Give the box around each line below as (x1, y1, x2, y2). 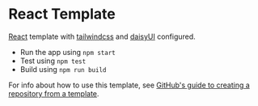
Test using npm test (19, 56, 87, 66)
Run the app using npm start (19, 47, 116, 57)
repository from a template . (8, 88, 99, 98)
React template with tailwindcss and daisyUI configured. (8, 32, 196, 41)
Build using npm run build (19, 64, 107, 74)
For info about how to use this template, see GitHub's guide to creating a (8, 80, 251, 90)
